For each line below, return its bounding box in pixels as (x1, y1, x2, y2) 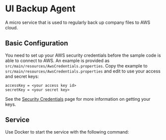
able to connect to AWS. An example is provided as (5, 58, 110, 64)
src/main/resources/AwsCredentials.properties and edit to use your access (5, 68, 161, 74)
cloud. (5, 24, 18, 30)
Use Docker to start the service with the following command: (5, 129, 129, 135)
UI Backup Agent (5, 3, 76, 14)
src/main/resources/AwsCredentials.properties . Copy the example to (5, 63, 148, 69)
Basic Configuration (5, 39, 68, 48)
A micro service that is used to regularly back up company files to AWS (5, 19, 151, 25)
